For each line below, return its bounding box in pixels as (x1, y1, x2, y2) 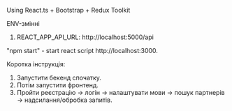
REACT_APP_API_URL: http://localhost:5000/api (16, 33, 154, 41)
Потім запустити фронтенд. (16, 81, 99, 89)
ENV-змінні (6, 20, 40, 27)
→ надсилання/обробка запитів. (16, 96, 113, 104)
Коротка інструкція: (6, 60, 66, 68)
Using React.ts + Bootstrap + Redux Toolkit (6, 6, 131, 14)
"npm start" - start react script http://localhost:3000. (6, 47, 159, 54)
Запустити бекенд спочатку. (16, 73, 102, 82)
